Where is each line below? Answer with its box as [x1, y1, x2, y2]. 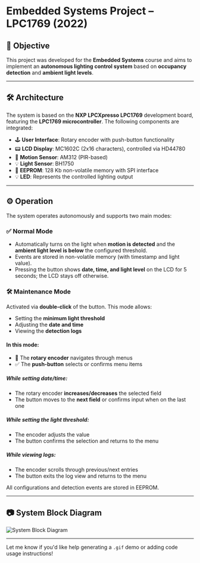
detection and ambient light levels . [6, 69, 94, 76]
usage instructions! [6, 550, 54, 557]
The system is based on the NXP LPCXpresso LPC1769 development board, [6, 112, 193, 119]
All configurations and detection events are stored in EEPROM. [6, 484, 160, 491]
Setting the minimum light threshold [14, 315, 105, 322]
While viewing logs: [6, 451, 56, 458]
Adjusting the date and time [14, 321, 84, 329]
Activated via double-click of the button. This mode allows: [6, 303, 152, 311]
